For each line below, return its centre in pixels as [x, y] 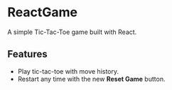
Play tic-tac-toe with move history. [68, 71]
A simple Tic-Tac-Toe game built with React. [72, 32]
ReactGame [43, 12]
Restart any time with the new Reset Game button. [91, 79]
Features [27, 54]
